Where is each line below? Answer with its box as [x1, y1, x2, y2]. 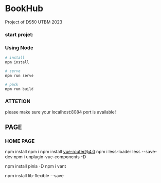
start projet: [5, 31, 34, 38]
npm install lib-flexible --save [5, 173, 64, 179]
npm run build [5, 86, 34, 91]
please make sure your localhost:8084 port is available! [5, 109, 116, 115]
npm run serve [5, 73, 34, 78]
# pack [5, 82, 18, 87]
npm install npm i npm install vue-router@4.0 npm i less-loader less [5, 149, 141, 155]
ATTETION [5, 98, 31, 105]
